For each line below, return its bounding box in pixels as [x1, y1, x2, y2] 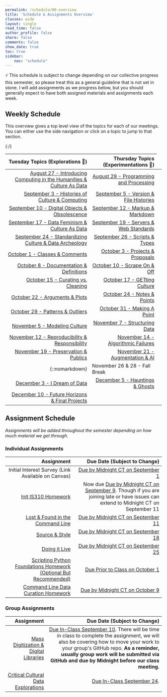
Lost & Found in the [25, 514, 71, 521]
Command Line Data [23, 584, 71, 591]
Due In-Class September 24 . [91, 678, 160, 685]
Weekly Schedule [5, 110, 61, 118]
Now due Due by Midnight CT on [83, 481, 160, 488]
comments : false [5, 40, 39, 45]
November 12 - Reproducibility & [9, 334, 87, 341]
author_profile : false [5, 30, 52, 35]
